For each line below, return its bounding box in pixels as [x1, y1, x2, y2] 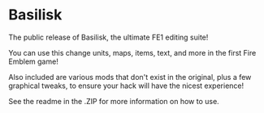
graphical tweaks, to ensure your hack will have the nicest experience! [8, 81, 245, 90]
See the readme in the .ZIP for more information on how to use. [8, 96, 219, 106]
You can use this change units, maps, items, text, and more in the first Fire [8, 48, 257, 57]
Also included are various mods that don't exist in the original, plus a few [8, 72, 252, 82]
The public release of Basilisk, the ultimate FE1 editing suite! [8, 32, 209, 42]
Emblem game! [8, 56, 58, 66]
